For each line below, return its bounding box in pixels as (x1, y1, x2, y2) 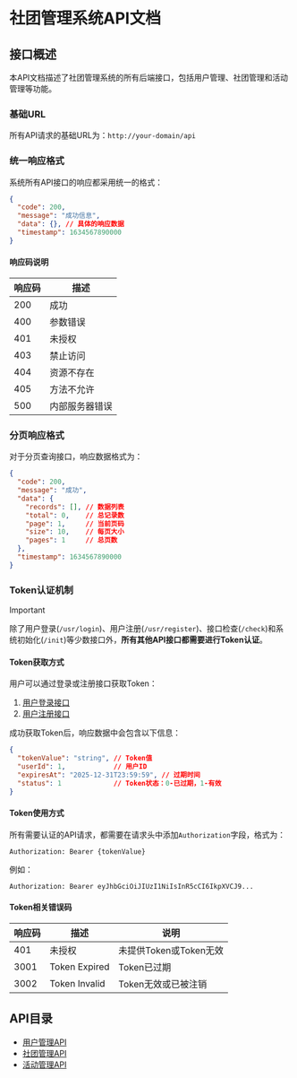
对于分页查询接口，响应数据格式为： (9, 451, 143, 462)
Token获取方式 (9, 656, 64, 667)
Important (9, 604, 46, 615)
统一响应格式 (9, 154, 65, 167)
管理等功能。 (9, 83, 56, 94)
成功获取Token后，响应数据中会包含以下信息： (9, 727, 182, 738)
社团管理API (21, 1048, 67, 1058)
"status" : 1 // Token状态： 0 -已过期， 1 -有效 (17, 778, 222, 787)
